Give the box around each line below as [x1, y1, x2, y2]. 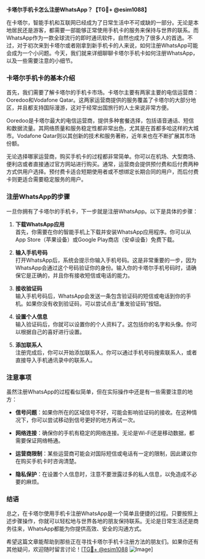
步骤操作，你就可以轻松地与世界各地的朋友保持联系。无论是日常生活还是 [11, 518, 193, 525]
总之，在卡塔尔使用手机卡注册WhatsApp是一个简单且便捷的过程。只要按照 [6, 510, 193, 518]
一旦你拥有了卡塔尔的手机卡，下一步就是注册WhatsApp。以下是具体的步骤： [6, 207, 198, 215]
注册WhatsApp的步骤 [6, 192, 70, 201]
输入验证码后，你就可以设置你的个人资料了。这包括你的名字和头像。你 [15, 320, 192, 328]
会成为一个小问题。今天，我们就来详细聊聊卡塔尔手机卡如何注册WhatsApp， [6, 49, 198, 57]
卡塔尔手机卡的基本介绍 [6, 73, 75, 82]
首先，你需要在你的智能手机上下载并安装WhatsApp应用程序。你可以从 [15, 228, 192, 236]
